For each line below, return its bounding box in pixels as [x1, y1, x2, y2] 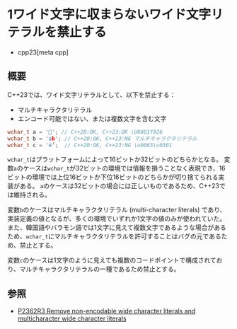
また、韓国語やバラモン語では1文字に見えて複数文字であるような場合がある [7, 224, 226, 232]
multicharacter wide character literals [17, 314, 127, 323]
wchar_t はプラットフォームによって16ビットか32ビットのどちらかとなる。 [7, 155, 223, 163]
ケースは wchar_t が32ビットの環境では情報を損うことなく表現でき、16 [23, 164, 226, 173]
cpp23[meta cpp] [17, 47, 69, 57]
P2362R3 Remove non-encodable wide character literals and [17, 307, 196, 316]
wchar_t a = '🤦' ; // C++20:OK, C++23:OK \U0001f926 [7, 128, 163, 135]
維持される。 [13, 190, 51, 199]
